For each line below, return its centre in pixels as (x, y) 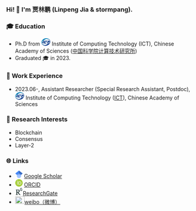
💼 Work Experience (35, 76)
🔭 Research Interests (37, 119)
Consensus (29, 138)
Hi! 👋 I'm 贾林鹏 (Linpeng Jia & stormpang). (70, 9)
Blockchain (28, 132)
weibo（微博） (42, 202)
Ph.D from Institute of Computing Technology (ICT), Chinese (94, 44)
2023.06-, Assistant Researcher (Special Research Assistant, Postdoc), (102, 89)
